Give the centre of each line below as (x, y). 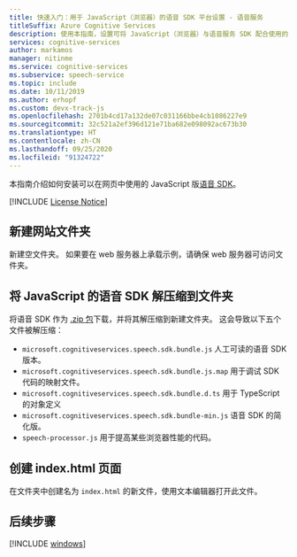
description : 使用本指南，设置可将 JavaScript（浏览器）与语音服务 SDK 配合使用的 (149, 34)
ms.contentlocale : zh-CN (55, 141)
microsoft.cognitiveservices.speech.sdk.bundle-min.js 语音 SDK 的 (148, 415)
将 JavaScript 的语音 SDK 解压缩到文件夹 (121, 296)
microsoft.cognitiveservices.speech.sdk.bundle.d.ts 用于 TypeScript (151, 393)
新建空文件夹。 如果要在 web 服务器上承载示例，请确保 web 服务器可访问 (142, 254)
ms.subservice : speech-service (67, 75)
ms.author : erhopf (43, 100)
